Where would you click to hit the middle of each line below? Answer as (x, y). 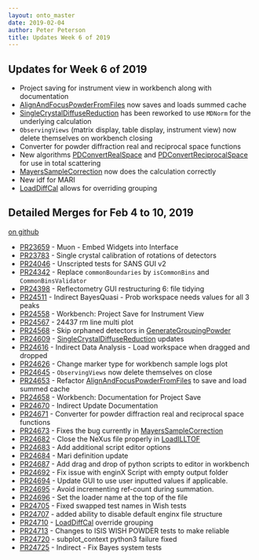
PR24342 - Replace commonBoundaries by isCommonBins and (114, 272)
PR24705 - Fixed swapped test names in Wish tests (103, 505)
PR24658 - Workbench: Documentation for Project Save (110, 397)
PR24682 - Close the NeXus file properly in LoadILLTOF (110, 439)
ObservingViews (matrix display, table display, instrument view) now (128, 130)
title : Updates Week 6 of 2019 (59, 37)
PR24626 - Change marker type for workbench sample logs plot (123, 364)
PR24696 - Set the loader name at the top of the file (104, 497)
